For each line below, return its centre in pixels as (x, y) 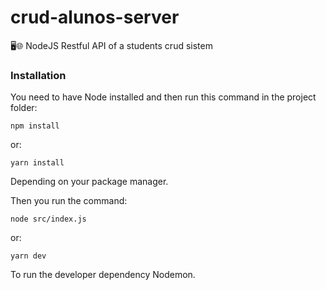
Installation (38, 75)
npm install (35, 126)
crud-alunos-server (95, 17)
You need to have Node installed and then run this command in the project (163, 97)
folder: (24, 108)
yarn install (37, 163)
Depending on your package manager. (89, 182)
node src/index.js (48, 219)
